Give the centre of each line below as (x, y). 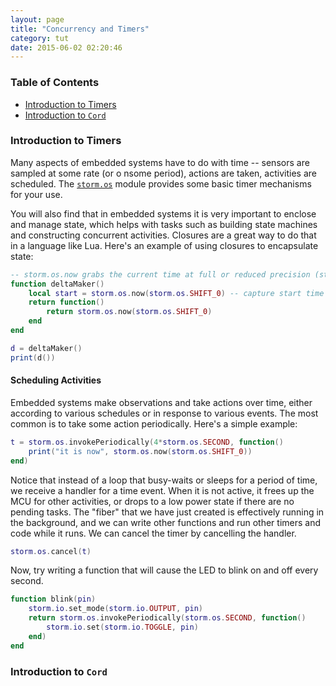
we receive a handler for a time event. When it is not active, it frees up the (162, 490)
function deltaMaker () (57, 284)
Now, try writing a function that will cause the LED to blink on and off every (164, 570)
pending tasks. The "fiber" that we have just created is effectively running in (167, 512)
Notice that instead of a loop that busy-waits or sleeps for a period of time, (164, 480)
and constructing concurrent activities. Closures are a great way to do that (163, 235)
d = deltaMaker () (46, 348)
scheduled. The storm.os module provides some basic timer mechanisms (161, 183)
